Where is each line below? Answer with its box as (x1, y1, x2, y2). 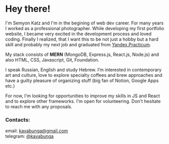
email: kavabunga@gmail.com (5, 128, 69, 134)
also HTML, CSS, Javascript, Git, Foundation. (5, 56, 99, 63)
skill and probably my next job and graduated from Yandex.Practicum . (5, 41, 151, 47)
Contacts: (5, 116, 30, 123)
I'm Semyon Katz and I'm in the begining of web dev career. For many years (5, 20, 164, 26)
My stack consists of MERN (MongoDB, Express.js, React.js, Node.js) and (5, 51, 159, 57)
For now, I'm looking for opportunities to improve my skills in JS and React (5, 93, 160, 99)
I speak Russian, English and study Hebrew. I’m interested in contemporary (5, 67, 162, 73)
